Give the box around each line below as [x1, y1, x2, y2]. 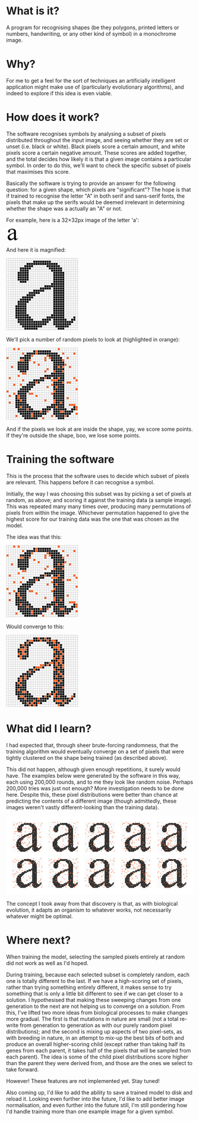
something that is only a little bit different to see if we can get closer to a [6, 990, 183, 997]
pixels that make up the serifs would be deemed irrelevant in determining [6, 198, 185, 206]
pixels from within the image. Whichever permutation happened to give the [6, 509, 189, 516]
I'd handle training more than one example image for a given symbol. [6, 1108, 174, 1115]
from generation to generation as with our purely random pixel [20, 1022, 172, 1029]
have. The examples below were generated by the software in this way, [6, 772, 181, 779]
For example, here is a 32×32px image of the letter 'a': [6, 216, 140, 224]
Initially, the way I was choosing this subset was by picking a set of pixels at [6, 490, 192, 497]
